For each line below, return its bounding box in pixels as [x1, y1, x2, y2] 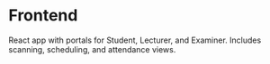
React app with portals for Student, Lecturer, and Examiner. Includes [8, 35, 262, 45]
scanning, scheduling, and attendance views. [8, 44, 176, 54]
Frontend [8, 5, 78, 26]
